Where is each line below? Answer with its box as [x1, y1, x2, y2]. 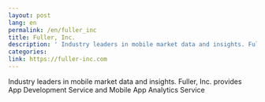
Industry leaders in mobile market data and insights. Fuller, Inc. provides [8, 76, 242, 86]
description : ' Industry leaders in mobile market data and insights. [8, 41, 245, 49]
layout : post [8, 11, 51, 20]
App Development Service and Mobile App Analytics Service [8, 85, 205, 94]
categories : [8, 48, 47, 56]
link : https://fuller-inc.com [8, 56, 108, 64]
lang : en [8, 19, 37, 27]
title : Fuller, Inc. [8, 33, 77, 42]
